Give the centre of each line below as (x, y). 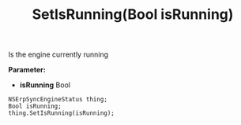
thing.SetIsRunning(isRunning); (61, 113)
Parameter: (27, 70)
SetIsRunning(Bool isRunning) (133, 15)
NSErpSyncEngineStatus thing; (58, 100)
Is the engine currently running (58, 55)
